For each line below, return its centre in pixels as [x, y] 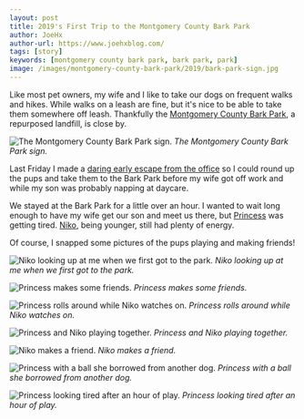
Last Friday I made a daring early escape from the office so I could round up [152, 169]
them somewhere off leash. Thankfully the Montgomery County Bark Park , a [152, 114]
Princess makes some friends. [190, 287]
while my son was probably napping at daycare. [99, 188]
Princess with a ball [254, 368]
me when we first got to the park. [72, 270]
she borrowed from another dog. [71, 377]
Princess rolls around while [240, 305]
